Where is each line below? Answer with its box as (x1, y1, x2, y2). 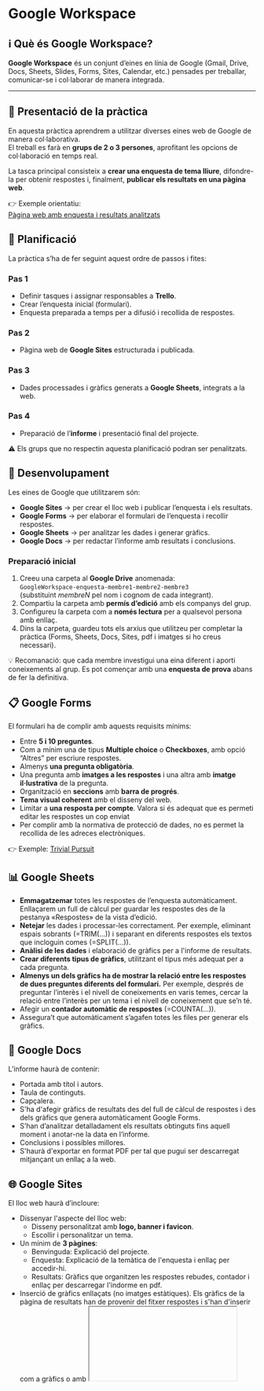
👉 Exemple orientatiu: (8, 198, 81, 208)
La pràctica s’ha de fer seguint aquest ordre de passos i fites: (8, 253, 207, 263)
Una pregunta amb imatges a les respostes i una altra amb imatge (19, 769, 236, 779)
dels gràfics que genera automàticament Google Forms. (19, 1113, 200, 1122)
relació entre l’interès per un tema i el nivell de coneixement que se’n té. (19, 996, 252, 1005)
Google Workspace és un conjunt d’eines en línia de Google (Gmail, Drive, (8, 58, 249, 68)
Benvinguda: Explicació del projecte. (31, 1247, 150, 1257)
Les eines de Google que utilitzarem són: (8, 487, 141, 497)
